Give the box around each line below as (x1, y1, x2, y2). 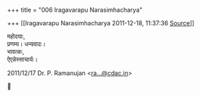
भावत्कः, (7, 48, 25, 55)
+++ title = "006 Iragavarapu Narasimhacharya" (7, 6, 143, 14)
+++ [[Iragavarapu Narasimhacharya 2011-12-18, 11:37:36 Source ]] (7, 19, 195, 27)
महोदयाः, (7, 32, 25, 40)
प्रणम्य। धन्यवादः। (7, 40, 46, 48)
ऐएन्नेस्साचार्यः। (7, 55, 38, 64)
